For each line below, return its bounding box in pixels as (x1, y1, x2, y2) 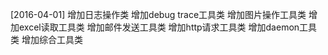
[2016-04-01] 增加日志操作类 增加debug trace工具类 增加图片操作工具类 (10, 9, 307, 20)
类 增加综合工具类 (10, 34, 83, 45)
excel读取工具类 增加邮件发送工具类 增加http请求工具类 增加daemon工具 (18, 21, 318, 33)
